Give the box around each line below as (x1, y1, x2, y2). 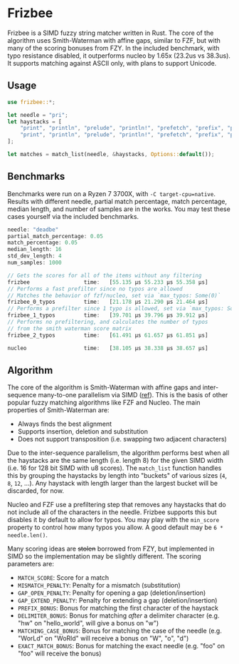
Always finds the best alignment (17, 419, 112, 429)
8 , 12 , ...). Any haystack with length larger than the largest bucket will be (7, 479, 218, 488)
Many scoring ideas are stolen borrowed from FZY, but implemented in (7, 544, 215, 553)
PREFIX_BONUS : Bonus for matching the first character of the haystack (17, 604, 219, 613)
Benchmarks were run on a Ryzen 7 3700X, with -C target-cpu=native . (7, 189, 216, 198)
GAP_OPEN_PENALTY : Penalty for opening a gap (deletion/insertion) (17, 588, 206, 597)
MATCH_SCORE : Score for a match (17, 573, 110, 582)
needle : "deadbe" (7, 226, 59, 233)
